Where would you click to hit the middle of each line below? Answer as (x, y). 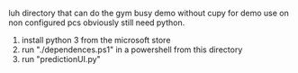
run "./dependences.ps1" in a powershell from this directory (132, 50)
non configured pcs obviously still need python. (97, 23)
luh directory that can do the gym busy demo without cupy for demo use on (149, 13)
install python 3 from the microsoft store (96, 40)
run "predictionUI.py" (61, 59)
